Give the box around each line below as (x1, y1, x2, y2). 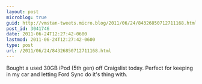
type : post (6, 43, 34, 49)
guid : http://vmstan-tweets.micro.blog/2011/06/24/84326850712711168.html (6, 20, 198, 26)
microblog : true (6, 14, 47, 20)
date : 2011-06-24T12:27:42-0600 (6, 31, 87, 37)
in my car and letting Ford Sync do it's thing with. (6, 70, 128, 78)
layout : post (6, 8, 39, 15)
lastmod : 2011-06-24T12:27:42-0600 (6, 37, 96, 43)
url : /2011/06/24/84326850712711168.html (6, 48, 112, 54)
